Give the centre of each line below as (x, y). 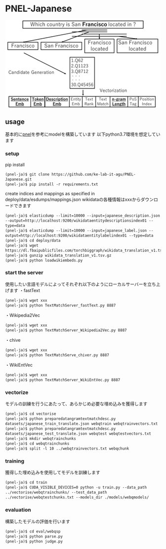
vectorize (17, 392)
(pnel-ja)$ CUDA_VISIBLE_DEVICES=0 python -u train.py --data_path (76, 487)
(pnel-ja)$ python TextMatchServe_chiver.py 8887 (57, 355)
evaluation (18, 510)
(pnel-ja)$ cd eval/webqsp (33, 531)
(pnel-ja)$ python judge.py (34, 541)
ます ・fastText (25, 290)
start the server (24, 273)
